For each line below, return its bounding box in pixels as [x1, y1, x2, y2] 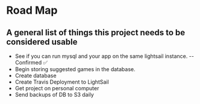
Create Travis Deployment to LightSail [14, 78, 110, 85]
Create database [14, 72, 57, 79]
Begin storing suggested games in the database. [14, 66, 136, 72]
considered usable [6, 36, 78, 47]
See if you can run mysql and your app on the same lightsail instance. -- [14, 53, 195, 60]
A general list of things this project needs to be [6, 27, 186, 38]
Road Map [6, 4, 58, 17]
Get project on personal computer [14, 85, 99, 91]
